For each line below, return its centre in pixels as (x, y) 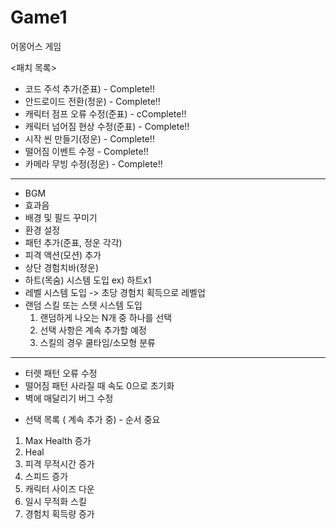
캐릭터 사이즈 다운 (59, 488)
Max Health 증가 (58, 440)
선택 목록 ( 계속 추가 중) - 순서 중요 (92, 419)
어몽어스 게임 (36, 46)
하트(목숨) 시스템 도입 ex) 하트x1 (88, 280)
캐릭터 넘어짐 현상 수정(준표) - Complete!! (107, 126)
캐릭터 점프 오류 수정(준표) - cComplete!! (105, 113)
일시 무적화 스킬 (55, 501)
